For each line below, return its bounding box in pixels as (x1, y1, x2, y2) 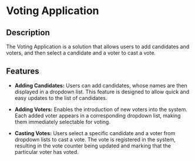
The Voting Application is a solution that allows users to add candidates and (6, 43, 190, 50)
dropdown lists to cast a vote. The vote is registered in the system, (14, 136, 176, 143)
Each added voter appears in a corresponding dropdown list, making (14, 112, 181, 119)
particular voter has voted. (14, 148, 79, 155)
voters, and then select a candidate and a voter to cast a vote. (6, 49, 156, 56)
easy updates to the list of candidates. (14, 94, 107, 101)
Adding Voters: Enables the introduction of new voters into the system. (14, 106, 188, 113)
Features (6, 66, 39, 76)
